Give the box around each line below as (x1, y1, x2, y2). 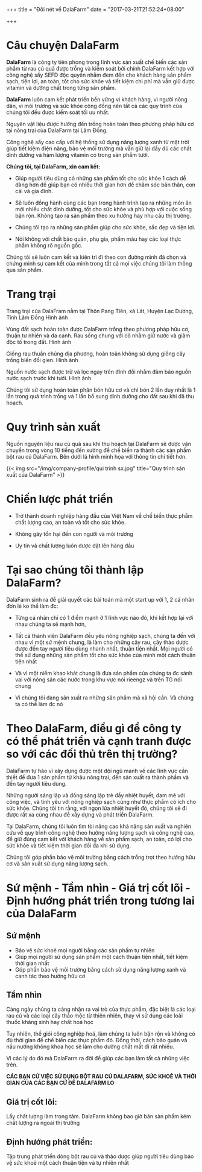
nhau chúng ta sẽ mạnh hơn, (14, 620, 86, 628)
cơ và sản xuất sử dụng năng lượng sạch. (6, 860, 109, 867)
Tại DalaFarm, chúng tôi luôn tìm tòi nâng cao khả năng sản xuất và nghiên (6, 823, 192, 830)
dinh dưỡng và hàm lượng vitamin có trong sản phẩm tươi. (6, 151, 150, 158)
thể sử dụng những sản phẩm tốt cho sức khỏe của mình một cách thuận (14, 651, 196, 658)
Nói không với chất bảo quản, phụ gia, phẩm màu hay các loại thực (14, 235, 181, 243)
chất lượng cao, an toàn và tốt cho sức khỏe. (14, 518, 126, 526)
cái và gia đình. (14, 187, 53, 194)
